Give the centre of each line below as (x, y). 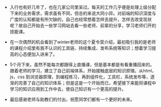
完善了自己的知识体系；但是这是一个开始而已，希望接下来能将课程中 (87, 83)
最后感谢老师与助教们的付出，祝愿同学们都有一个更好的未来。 (72, 99)
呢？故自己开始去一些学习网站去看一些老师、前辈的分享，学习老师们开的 (83, 25)
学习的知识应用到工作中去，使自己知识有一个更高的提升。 (68, 89)
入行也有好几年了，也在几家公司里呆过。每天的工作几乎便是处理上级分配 (83, 7)
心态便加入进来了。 (38, 54)
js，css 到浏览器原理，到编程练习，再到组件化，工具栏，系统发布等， (80, 77)
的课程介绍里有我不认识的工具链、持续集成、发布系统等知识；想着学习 (81, 48)
